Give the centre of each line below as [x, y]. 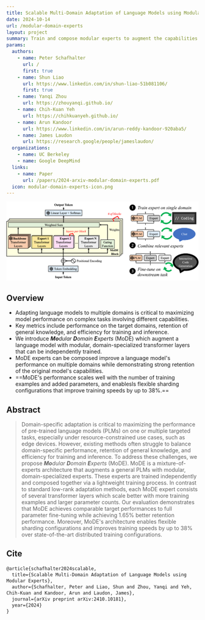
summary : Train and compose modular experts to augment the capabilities [102, 39]
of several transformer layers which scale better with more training [105, 496]
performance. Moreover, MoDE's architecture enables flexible [99, 522]
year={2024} [27, 605]
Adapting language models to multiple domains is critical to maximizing [104, 313]
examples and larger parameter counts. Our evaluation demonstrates [108, 502]
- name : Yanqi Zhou [42, 97]
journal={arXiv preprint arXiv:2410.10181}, [69, 599]
